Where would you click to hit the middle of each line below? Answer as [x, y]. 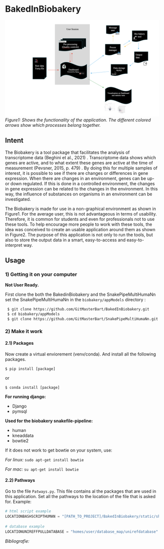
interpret [14, 245]
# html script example [28, 511]
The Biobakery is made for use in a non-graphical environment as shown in [81, 209]
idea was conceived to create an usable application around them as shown [80, 229]
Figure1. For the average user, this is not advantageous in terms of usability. [81, 214]
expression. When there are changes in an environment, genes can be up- [80, 178]
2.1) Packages [20, 343]
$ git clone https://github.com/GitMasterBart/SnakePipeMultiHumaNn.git [83, 319]
